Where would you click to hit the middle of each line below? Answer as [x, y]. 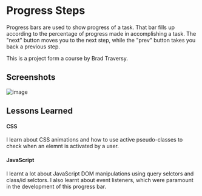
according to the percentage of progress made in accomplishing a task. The [101, 33]
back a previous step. [33, 47]
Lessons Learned [39, 111]
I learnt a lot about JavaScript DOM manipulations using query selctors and [100, 174]
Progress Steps [46, 11]
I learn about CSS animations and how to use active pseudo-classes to [95, 140]
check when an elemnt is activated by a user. [63, 146]
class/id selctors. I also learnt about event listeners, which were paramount [100, 180]
